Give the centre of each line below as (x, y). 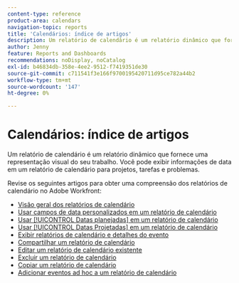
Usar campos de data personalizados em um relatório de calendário (117, 212)
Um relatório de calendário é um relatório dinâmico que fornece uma (108, 154)
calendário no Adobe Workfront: (54, 191)
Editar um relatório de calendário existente (80, 250)
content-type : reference (44, 14)
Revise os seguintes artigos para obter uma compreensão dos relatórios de (117, 183)
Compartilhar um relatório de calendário (76, 242)
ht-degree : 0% (28, 93)
